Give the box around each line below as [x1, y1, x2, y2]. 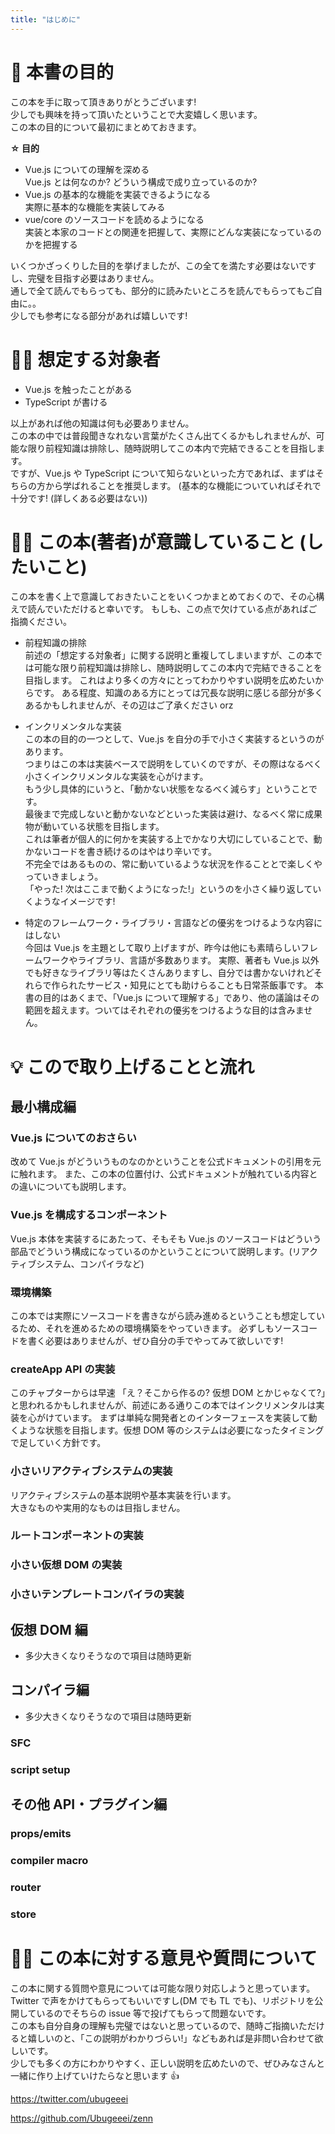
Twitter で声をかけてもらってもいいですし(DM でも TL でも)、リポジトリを [10, 1994, 315, 2006]
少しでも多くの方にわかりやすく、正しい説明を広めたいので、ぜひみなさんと [10, 2057, 326, 2069]
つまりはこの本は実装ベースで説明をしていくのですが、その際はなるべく [24, 758, 323, 770]
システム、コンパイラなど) [36, 1257, 145, 1270]
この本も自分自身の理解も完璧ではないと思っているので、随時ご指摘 [10, 2019, 290, 2031]
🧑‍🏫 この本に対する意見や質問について [10, 1947, 318, 1970]
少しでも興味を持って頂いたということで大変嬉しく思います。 [10, 108, 263, 120]
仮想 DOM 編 [10, 1621, 88, 1638]
